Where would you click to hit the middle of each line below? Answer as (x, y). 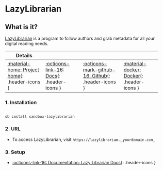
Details (24, 55)
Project (31, 70)
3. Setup (15, 152)
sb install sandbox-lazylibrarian (40, 117)
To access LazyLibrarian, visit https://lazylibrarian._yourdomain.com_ (83, 139)
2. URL (13, 129)
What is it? (21, 27)
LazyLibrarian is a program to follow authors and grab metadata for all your (80, 38)
